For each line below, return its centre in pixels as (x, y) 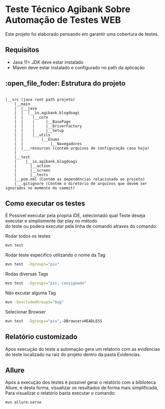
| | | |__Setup (39, 130)
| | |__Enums (37, 139)
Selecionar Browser (26, 311)
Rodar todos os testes (28, 236)
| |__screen (32, 170)
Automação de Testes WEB (63, 20)
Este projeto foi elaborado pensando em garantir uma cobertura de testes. (82, 34)
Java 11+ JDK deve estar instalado (48, 62)
